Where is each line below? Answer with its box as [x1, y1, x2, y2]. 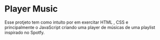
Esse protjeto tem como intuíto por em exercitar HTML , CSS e [4, 19, 129, 25]
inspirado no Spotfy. [4, 29, 45, 35]
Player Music [4, 3, 58, 14]
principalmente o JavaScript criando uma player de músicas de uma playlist [4, 24, 156, 30]
